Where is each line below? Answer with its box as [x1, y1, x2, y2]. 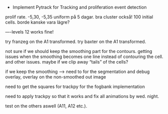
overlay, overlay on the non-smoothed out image [5, 74, 107, 79]
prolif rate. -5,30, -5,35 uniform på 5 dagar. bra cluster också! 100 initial [5, 14, 153, 19]
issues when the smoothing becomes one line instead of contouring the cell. [5, 53, 163, 59]
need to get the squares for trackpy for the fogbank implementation [5, 83, 145, 89]
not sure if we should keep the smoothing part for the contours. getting [5, 48, 152, 54]
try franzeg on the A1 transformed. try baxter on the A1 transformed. [5, 38, 146, 44]
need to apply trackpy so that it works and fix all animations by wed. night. [5, 93, 159, 99]
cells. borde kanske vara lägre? [5, 19, 70, 25]
